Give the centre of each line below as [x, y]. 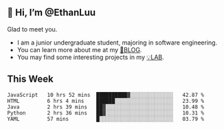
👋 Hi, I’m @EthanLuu [52, 13]
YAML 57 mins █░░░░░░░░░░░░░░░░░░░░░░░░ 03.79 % [106, 119]
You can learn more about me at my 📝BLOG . [79, 49]
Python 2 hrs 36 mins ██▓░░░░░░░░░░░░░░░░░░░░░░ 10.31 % [106, 113]
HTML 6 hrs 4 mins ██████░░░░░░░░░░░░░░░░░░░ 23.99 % [106, 101]
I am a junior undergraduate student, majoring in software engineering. [117, 43]
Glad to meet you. [32, 29]
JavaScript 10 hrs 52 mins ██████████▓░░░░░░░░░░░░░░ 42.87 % [106, 95]
